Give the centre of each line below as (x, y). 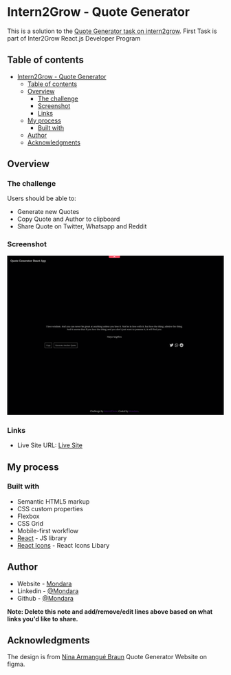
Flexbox (28, 516)
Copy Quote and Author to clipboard (68, 219)
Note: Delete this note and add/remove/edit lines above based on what (110, 611)
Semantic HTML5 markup (53, 501)
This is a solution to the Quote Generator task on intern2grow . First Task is (112, 31)
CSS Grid (30, 523)
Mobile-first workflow (48, 531)
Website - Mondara (44, 583)
